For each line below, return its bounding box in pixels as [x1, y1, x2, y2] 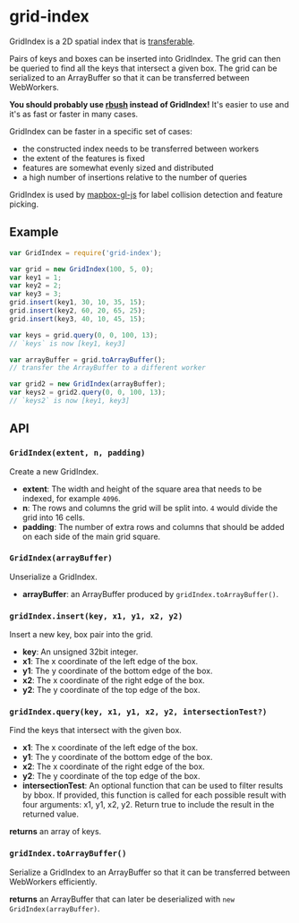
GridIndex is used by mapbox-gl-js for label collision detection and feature [9, 189, 284, 200]
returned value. [21, 808, 79, 820]
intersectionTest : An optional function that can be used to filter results [21, 781, 284, 791]
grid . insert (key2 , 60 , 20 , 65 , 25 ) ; [9, 306, 146, 315]
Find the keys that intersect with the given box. [9, 725, 182, 736]
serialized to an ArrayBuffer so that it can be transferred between [9, 72, 250, 82]
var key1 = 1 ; [9, 273, 63, 282]
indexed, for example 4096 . [21, 492, 121, 503]
